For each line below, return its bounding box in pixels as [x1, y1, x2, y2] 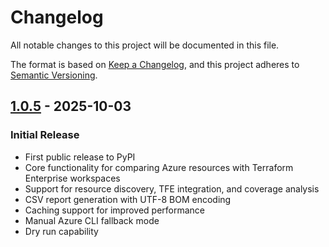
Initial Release [10, 128, 80, 142]
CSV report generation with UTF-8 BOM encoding [24, 193, 232, 205]
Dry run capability [24, 225, 99, 237]
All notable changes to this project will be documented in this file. [10, 39, 280, 51]
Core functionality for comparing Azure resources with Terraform [24, 161, 294, 173]
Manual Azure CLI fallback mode [24, 214, 160, 226]
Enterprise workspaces [24, 172, 121, 184]
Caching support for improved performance [24, 204, 206, 216]
